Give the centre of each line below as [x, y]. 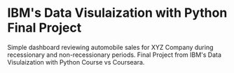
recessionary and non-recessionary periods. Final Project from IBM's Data [115, 55]
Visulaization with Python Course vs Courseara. [76, 62]
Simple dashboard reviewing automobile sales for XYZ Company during [110, 47]
